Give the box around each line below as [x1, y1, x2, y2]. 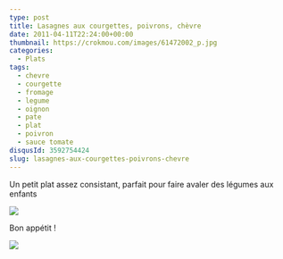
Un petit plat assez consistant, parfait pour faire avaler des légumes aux [9, 179, 274, 189]
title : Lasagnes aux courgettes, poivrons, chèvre [9, 21, 202, 30]
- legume [17, 96, 50, 105]
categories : [9, 46, 54, 55]
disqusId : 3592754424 [9, 146, 90, 155]
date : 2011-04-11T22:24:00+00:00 [9, 29, 134, 38]
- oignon [17, 104, 50, 113]
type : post [9, 13, 50, 22]
